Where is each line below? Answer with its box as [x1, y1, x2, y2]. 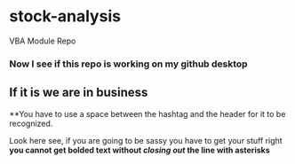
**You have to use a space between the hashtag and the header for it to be [9, 108, 286, 119]
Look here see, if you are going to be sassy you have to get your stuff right [9, 135, 283, 145]
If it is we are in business [9, 85, 148, 100]
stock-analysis [9, 6, 122, 27]
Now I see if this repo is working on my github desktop [9, 58, 248, 70]
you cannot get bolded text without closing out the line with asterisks [9, 144, 270, 155]
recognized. [9, 118, 53, 129]
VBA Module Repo [9, 35, 76, 46]
